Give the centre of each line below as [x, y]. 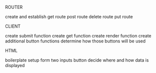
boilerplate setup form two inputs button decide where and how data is [77, 60]
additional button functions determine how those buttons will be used [76, 41]
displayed [15, 65]
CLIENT [13, 26]
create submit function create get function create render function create [78, 36]
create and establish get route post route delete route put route [69, 17]
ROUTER [14, 7]
